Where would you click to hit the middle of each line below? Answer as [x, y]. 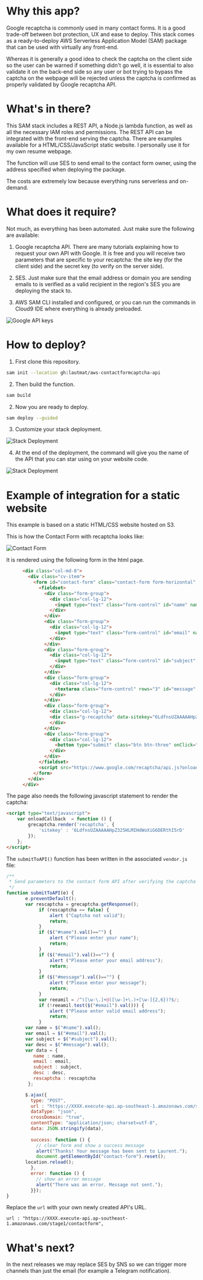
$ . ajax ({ [36, 1095]
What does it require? [61, 212]
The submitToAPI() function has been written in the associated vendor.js [97, 858]
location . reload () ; [50, 1162]
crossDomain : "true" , [58, 1118]
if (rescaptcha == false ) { [74, 910]
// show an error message [69, 1179]
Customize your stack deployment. [58, 429]
